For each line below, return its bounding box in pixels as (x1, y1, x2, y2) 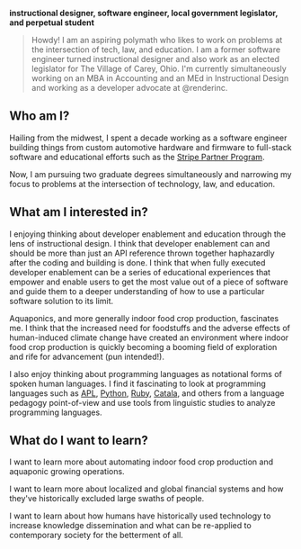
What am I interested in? (9, 204, 148, 220)
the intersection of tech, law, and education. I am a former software (31, 44, 281, 55)
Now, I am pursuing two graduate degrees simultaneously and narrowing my (9, 168, 292, 179)
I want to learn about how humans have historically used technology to (9, 510, 271, 521)
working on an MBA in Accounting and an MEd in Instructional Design (31, 73, 289, 84)
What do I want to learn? (9, 433, 148, 448)
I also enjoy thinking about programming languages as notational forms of (9, 368, 283, 379)
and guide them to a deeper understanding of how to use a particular (9, 285, 265, 296)
